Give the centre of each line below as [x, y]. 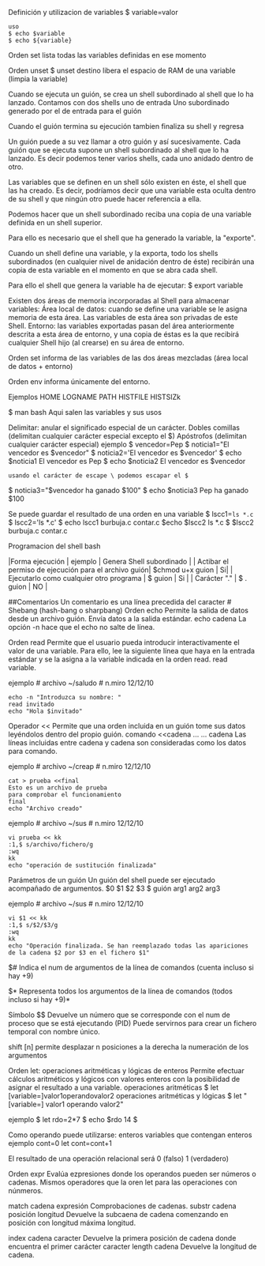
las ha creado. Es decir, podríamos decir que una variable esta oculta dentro [132, 190]
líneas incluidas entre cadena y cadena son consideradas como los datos [127, 742]
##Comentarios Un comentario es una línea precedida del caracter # [120, 602]
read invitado [32, 704]
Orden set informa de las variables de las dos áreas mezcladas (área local [128, 358]
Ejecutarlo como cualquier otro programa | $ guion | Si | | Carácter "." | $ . [127, 578]
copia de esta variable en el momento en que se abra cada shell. [113, 270]
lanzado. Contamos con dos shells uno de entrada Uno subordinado [119, 102]
